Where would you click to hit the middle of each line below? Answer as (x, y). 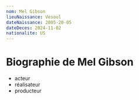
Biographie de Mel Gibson (70, 62)
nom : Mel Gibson (26, 11)
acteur (22, 78)
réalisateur (27, 85)
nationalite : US (26, 33)
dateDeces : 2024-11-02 (34, 28)
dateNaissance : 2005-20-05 (39, 22)
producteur (28, 91)
